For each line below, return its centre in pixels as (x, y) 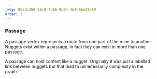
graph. (12, 71)
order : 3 (14, 14)
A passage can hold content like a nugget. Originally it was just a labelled (78, 61)
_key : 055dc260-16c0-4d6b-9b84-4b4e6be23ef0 (50, 9)
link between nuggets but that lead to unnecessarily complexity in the (74, 66)
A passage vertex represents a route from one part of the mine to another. (78, 41)
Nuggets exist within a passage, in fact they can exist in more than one (75, 47)
